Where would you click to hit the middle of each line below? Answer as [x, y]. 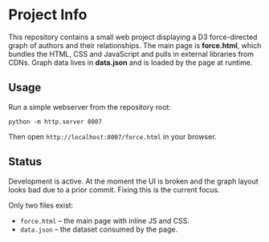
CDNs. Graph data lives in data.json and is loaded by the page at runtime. [130, 63]
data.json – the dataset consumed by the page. [99, 229]
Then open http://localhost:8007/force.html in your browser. [112, 136]
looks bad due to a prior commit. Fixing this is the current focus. [114, 189]
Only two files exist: [41, 205]
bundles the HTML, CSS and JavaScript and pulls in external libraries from [131, 54]
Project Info [48, 15]
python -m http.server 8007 [55, 122]
